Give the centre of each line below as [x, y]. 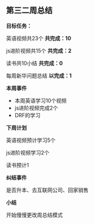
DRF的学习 [28, 115]
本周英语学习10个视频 [41, 100]
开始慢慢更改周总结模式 [34, 215]
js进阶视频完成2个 [36, 108]
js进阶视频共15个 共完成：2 [39, 50]
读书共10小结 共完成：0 [34, 63]
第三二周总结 [29, 11]
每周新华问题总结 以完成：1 [39, 76]
